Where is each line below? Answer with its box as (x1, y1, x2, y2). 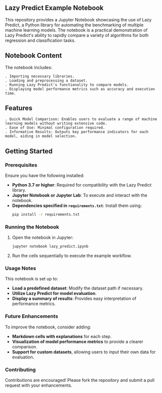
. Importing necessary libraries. (5, 74, 75, 79)
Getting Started (5, 147, 53, 155)
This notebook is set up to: (5, 276, 58, 282)
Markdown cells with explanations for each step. (12, 333, 112, 339)
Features (5, 104, 32, 112)
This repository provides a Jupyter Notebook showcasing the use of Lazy (5, 17, 152, 22)
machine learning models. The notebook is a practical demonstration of (5, 27, 148, 33)
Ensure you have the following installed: (5, 172, 85, 179)
